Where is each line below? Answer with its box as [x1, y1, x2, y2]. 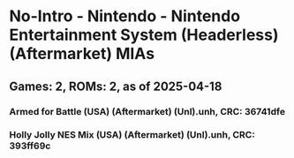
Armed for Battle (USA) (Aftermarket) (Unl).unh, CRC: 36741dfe [9, 105, 285, 117]
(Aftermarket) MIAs [9, 44, 155, 64]
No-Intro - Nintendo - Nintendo [9, 6, 241, 26]
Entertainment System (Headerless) [9, 25, 280, 45]
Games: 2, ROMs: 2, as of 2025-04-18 [9, 79, 222, 94]
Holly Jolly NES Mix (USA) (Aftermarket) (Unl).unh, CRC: [9, 129, 256, 141]
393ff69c [9, 139, 51, 152]
